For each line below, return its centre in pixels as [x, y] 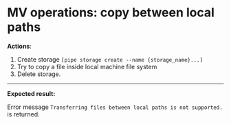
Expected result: [31, 93]
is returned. [23, 114]
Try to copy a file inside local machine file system [87, 66]
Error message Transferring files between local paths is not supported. [115, 107]
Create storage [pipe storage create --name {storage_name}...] [110, 59]
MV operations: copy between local [111, 13]
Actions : [20, 46]
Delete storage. [39, 74]
